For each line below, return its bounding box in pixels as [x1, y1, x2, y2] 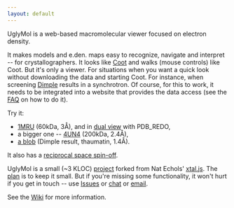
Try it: [7, 109, 25, 117]
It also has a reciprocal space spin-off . [7, 151, 118, 159]
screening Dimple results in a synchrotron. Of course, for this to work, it [7, 80, 214, 88]
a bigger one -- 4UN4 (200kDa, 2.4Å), [17, 130, 129, 138]
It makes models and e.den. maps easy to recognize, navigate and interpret [7, 50, 225, 59]
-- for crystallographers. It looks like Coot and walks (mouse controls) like [7, 57, 221, 67]
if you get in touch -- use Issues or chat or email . [7, 179, 149, 188]
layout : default [7, 10, 55, 18]
